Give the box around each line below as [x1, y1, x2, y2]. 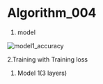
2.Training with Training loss [7, 55, 88, 64]
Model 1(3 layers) [17, 69, 68, 77]
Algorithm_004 [7, 5, 97, 21]
